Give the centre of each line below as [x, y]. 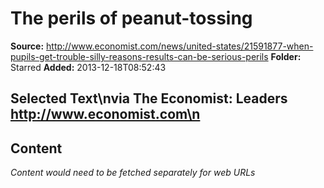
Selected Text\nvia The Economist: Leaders [149, 98]
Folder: [286, 56]
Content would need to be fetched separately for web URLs [133, 173]
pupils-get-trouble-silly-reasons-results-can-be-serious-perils [139, 56]
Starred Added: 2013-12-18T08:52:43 [88, 67]
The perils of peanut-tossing [131, 18]
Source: [27, 46]
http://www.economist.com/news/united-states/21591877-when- [180, 46]
